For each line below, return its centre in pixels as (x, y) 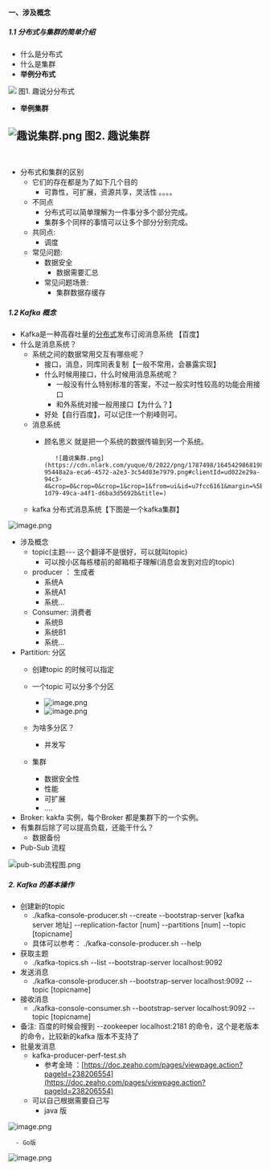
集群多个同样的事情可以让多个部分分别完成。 (118, 222)
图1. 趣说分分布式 (46, 91)
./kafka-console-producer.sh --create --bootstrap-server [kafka (138, 915)
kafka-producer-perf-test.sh (79, 1055)
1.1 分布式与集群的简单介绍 (52, 32)
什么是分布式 (41, 54)
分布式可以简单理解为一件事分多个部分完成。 (118, 212)
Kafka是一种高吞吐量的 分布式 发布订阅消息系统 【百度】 (111, 334)
